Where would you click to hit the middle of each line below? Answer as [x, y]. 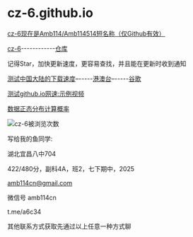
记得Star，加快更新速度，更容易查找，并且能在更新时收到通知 [97, 63]
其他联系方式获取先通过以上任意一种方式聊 [69, 226]
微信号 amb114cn [32, 197]
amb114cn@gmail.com [40, 183]
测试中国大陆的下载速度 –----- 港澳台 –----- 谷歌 [74, 79]
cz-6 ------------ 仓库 [37, 48]
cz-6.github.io [50, 13]
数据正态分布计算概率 [38, 108]
